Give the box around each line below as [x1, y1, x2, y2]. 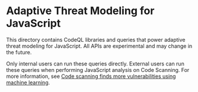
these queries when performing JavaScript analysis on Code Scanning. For [6, 66, 190, 73]
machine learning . [6, 78, 50, 86]
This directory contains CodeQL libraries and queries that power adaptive [6, 36, 186, 43]
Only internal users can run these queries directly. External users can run [6, 60, 185, 67]
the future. [6, 48, 32, 55]
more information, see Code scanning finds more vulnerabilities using [6, 73, 176, 80]
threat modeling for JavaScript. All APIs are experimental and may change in [6, 42, 193, 50]
